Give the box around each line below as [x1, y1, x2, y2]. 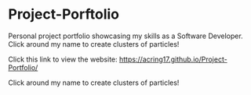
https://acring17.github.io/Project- [118, 55, 227, 64]
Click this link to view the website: [8, 55, 118, 64]
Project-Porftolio [8, 5, 120, 23]
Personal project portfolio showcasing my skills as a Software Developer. [8, 31, 243, 40]
